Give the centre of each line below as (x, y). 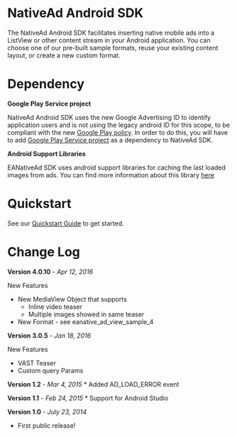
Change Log (44, 252)
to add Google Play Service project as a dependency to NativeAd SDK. (110, 140)
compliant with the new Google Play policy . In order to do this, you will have (118, 132)
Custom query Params (50, 370)
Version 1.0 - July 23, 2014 (47, 411)
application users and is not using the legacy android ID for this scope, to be (119, 125)
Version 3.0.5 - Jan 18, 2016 (49, 336)
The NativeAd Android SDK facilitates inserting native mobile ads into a (111, 33)
